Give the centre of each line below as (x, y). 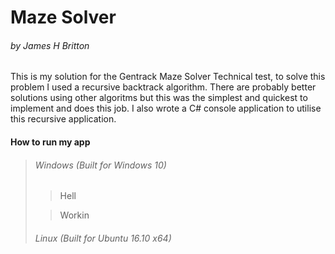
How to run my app (50, 142)
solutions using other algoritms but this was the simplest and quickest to (159, 98)
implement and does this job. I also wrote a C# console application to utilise (166, 108)
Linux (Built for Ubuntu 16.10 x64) (103, 238)
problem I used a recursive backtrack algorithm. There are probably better (163, 87)
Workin (74, 215)
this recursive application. (63, 119)
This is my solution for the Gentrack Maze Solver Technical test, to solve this (168, 77)
